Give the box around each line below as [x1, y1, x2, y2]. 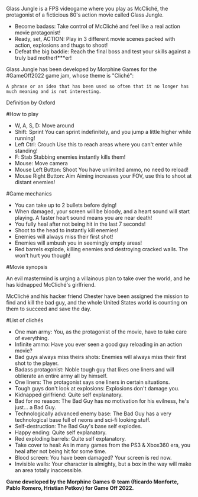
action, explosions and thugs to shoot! [14, 41, 108, 49]
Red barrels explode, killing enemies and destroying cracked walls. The [14, 246, 189, 252]
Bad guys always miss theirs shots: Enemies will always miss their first [14, 354, 187, 360]
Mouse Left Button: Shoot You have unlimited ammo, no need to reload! [14, 166, 189, 173]
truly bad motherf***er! [14, 54, 72, 61]
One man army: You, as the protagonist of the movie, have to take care [14, 328, 187, 335]
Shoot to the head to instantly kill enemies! [14, 227, 119, 233]
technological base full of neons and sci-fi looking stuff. [14, 416, 151, 423]
